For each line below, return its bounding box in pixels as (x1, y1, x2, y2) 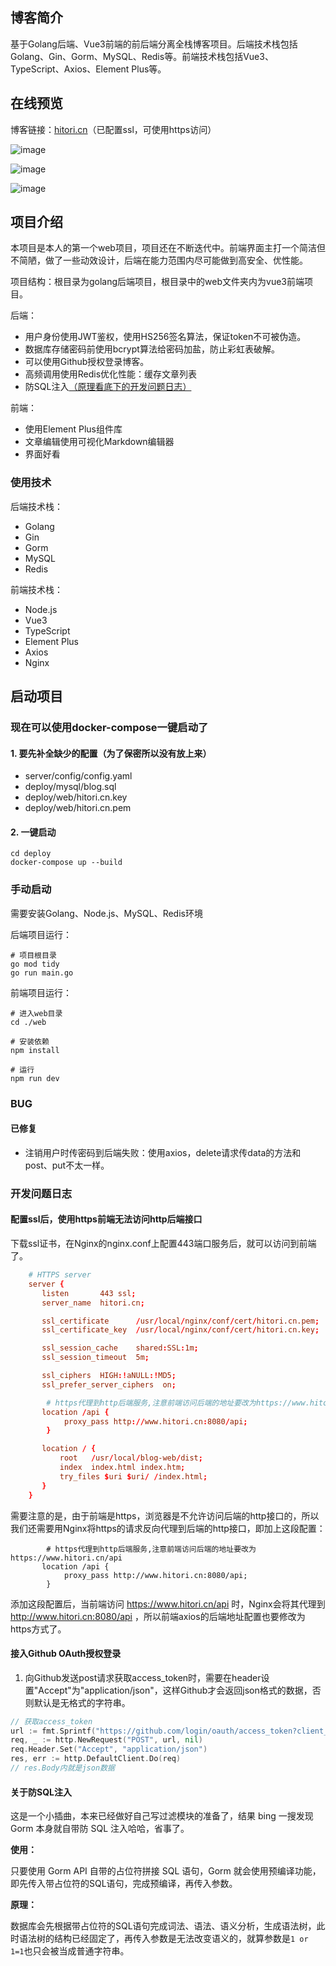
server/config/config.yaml (24, 770, 133, 782)
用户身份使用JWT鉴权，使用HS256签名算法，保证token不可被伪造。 (24, 331, 307, 343)
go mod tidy (10, 959, 60, 969)
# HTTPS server (28, 1270, 92, 1280)
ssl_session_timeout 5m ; (41, 1353, 150, 1363)
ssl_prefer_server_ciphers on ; (41, 1379, 177, 1390)
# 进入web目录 (10, 1008, 63, 1018)
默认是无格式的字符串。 (33, 1696, 131, 1708)
